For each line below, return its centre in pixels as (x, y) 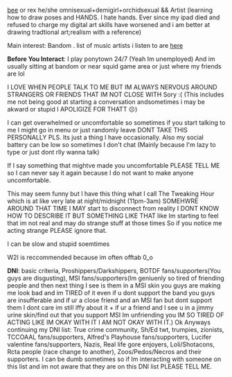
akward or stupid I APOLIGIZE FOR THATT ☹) (72, 109)
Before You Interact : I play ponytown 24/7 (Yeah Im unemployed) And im (111, 59)
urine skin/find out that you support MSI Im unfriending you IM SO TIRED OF (116, 315)
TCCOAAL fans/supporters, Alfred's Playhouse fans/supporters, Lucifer (109, 337)
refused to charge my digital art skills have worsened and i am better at (109, 25)
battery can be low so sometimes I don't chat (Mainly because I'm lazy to (111, 144)
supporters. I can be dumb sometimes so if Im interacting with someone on (114, 359)
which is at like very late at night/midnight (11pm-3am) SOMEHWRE (103, 201)
